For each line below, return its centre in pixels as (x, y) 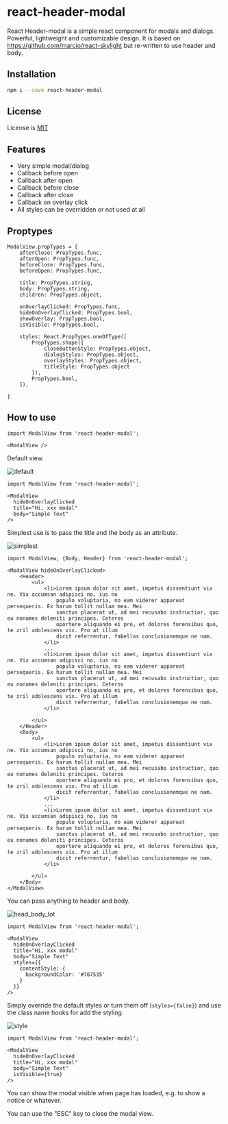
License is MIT (28, 128)
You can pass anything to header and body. (68, 901)
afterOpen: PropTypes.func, (59, 259)
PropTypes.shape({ (58, 343)
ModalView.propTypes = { (42, 247)
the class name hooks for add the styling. (65, 1012)
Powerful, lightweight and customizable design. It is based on (94, 38)
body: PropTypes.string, (55, 289)
